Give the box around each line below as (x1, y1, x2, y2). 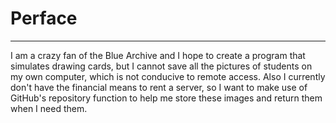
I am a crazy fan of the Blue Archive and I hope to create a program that (10, 49, 306, 61)
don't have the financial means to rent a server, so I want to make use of (10, 81, 308, 93)
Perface (10, 7, 78, 30)
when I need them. (10, 102, 88, 114)
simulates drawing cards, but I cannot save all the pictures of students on (10, 60, 313, 72)
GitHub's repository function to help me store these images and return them (10, 92, 323, 104)
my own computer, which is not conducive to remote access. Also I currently (10, 70, 326, 82)
